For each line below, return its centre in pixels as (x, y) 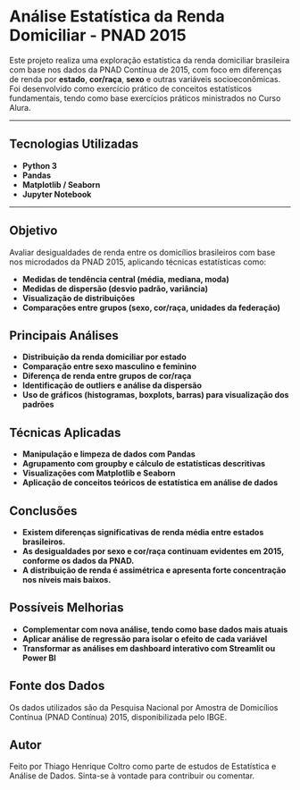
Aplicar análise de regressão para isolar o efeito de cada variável (145, 639)
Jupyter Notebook (57, 194)
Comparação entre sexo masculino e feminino (109, 366)
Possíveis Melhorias (67, 608)
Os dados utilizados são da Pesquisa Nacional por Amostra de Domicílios (144, 707)
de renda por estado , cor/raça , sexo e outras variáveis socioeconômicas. (145, 79)
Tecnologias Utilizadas (74, 144)
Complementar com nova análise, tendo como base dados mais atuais (155, 629)
